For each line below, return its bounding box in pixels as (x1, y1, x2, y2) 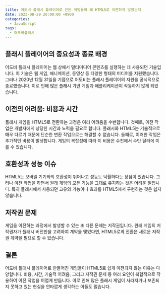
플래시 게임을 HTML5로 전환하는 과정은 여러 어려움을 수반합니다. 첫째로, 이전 (5, 119, 154, 125)
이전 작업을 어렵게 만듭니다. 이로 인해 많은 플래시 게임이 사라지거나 (18, 278, 147, 284)
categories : (5, 16, 30, 21)
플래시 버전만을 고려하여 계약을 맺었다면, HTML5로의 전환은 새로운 (22, 229, 151, 235)
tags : (5, 26, 16, 31)
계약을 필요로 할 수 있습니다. (10, 235, 65, 241)
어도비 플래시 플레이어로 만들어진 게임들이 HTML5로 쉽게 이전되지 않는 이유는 (5, 265, 155, 271)
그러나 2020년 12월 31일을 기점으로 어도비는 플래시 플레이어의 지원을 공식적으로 (5, 76, 160, 82)
